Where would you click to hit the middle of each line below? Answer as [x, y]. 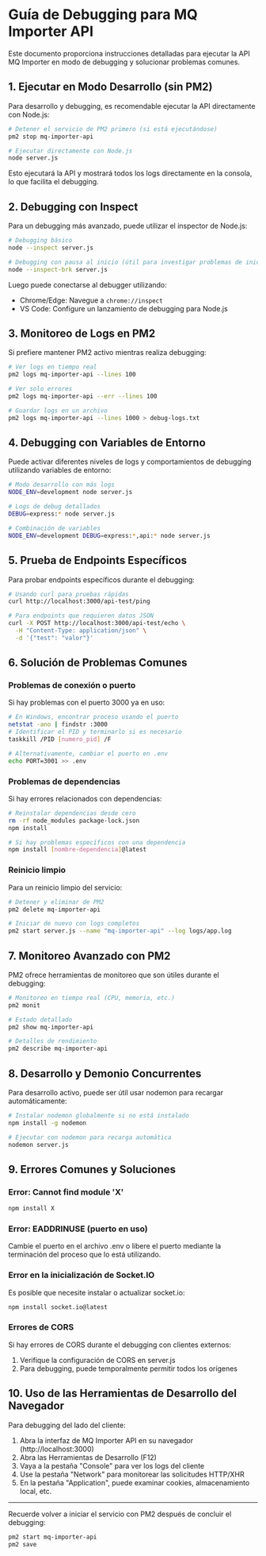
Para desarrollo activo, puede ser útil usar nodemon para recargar [116, 1093]
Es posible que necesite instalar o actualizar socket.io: [97, 1292]
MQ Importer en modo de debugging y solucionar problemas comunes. [124, 62]
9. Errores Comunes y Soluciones [92, 1169]
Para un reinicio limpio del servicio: [65, 887]
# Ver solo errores [40, 389]
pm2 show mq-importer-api [51, 1027]
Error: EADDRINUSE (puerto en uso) [78, 1229]
